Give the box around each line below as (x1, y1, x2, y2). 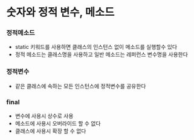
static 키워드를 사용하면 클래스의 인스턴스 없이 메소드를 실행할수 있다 (15, 43, 177, 51)
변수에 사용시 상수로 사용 (15, 112, 74, 119)
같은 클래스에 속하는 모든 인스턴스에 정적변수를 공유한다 (15, 82, 146, 89)
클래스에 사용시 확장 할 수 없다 (15, 127, 86, 135)
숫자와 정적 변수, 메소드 (6, 5, 115, 19)
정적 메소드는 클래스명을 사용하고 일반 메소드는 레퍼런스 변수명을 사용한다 (15, 51, 189, 58)
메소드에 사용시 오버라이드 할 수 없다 (15, 120, 101, 127)
